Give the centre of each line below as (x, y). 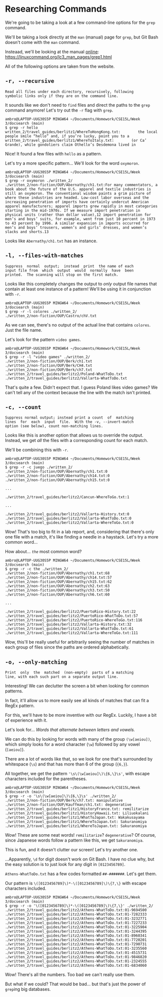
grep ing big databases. (28, 989)
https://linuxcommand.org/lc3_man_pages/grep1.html (58, 57)
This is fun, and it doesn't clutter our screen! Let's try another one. (72, 850)
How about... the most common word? (43, 552)
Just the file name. (24, 330)
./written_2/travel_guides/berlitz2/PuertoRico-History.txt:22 (71, 612)
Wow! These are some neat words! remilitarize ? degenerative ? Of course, (81, 835)
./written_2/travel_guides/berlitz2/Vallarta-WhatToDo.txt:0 (68, 518)
